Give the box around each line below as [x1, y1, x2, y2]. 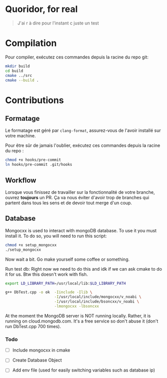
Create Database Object [12, 357, 62, 363]
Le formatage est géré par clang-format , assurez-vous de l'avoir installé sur [5, 127, 161, 133]
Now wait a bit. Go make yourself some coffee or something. [5, 256, 130, 262]
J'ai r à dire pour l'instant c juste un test [17, 20, 99, 26]
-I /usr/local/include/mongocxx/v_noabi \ [54, 295, 142, 300]
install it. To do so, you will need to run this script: [5, 233, 107, 239]
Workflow [5, 176, 36, 184]
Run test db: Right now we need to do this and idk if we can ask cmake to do [5, 266, 162, 272]
